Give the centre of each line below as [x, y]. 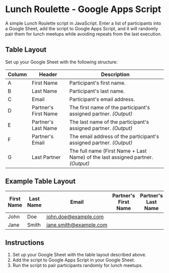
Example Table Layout [40, 182]
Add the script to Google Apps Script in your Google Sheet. [74, 260]
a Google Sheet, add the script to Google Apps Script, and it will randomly [82, 28]
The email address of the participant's [114, 136]
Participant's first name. [97, 83]
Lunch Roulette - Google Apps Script [83, 9]
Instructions [25, 243]
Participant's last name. [97, 91]
